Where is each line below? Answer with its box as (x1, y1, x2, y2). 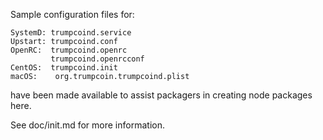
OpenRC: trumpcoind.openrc (10, 45, 128, 55)
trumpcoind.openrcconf (50, 54, 145, 64)
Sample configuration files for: (10, 9, 135, 20)
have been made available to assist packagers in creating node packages (10, 89, 313, 101)
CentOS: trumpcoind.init (10, 63, 118, 73)
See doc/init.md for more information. (10, 119, 165, 131)
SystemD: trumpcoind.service (10, 28, 132, 38)
